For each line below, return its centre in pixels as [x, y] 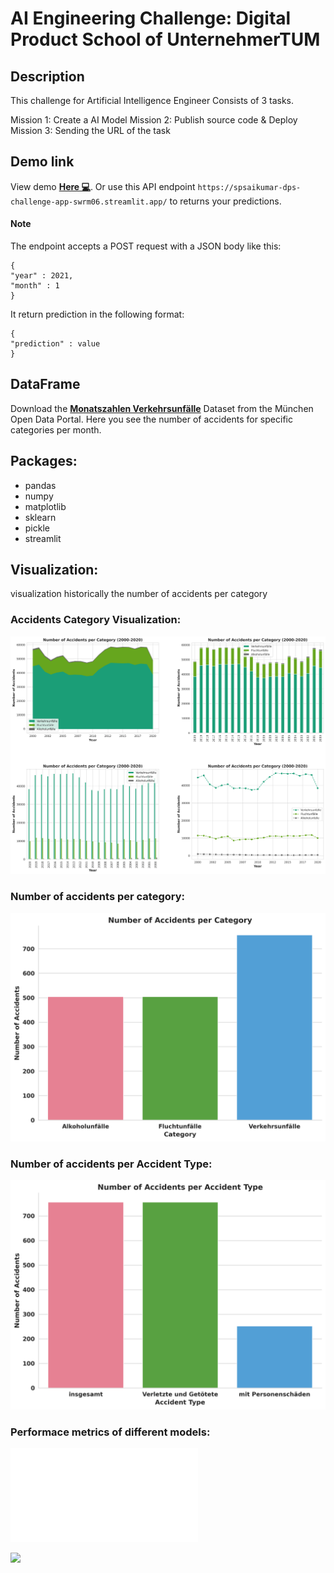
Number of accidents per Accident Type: [111, 1164]
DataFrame [45, 384]
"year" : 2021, [42, 276]
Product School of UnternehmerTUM [165, 39]
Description [47, 76]
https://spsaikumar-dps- [249, 187]
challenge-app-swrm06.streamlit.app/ [89, 202]
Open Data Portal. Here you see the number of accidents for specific [151, 419]
